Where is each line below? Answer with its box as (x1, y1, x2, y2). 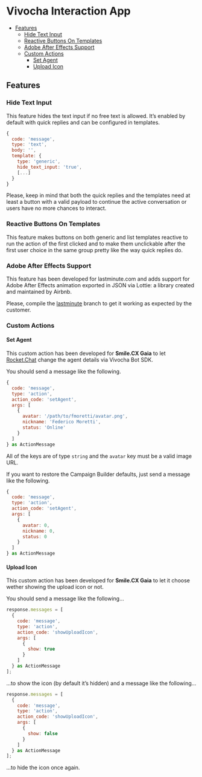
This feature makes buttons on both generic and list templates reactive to (6, 233, 188, 241)
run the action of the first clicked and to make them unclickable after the (6, 240, 186, 247)
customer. (6, 306, 31, 313)
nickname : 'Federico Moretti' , (22, 419, 101, 425)
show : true (28, 646, 55, 652)
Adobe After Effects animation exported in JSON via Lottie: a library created (6, 281, 195, 288)
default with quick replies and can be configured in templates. (6, 119, 160, 126)
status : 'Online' (22, 424, 66, 431)
